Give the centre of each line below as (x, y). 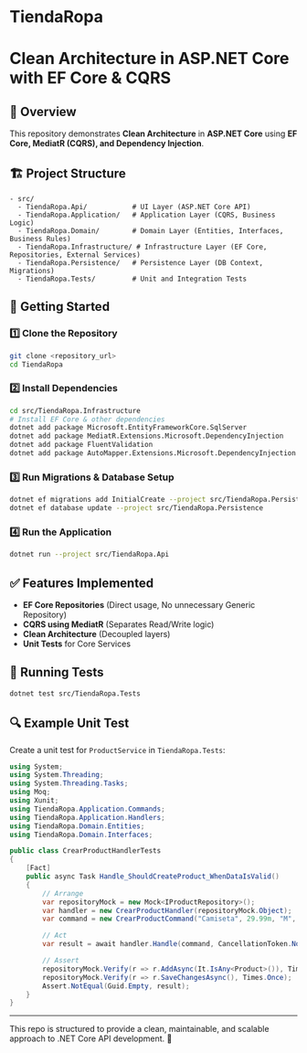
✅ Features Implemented (81, 583)
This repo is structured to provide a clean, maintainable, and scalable (139, 1029)
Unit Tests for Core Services (76, 644)
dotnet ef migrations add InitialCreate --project (108, 500)
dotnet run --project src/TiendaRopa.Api (90, 555)
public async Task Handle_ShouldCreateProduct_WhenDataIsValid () (153, 877)
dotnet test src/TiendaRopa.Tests (75, 693)
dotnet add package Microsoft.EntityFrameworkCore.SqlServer (128, 428)
